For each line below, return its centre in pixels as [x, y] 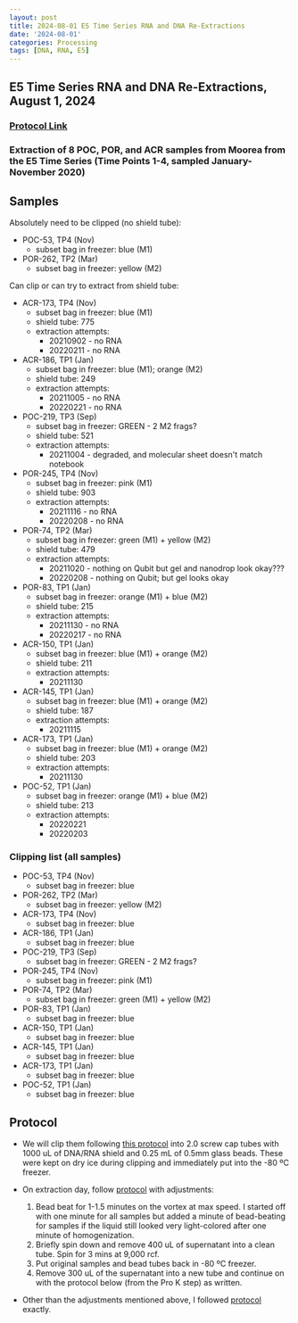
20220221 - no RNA [85, 408]
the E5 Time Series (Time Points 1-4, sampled [109, 161]
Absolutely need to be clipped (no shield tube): [95, 223]
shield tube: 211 [64, 663]
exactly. [37, 1310]
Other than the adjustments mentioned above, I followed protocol [141, 1300]
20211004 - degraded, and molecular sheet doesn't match [156, 455]
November [33, 172]
